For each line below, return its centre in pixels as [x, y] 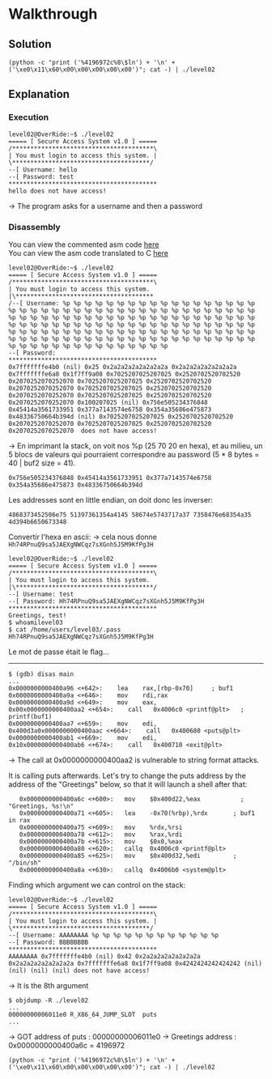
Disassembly [34, 227]
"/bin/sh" [25, 863]
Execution [29, 117]
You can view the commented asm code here [84, 244]
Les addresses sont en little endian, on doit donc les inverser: [110, 499]
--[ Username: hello [43, 170]
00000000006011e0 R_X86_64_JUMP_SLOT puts [83, 1014]
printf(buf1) [30, 716]
